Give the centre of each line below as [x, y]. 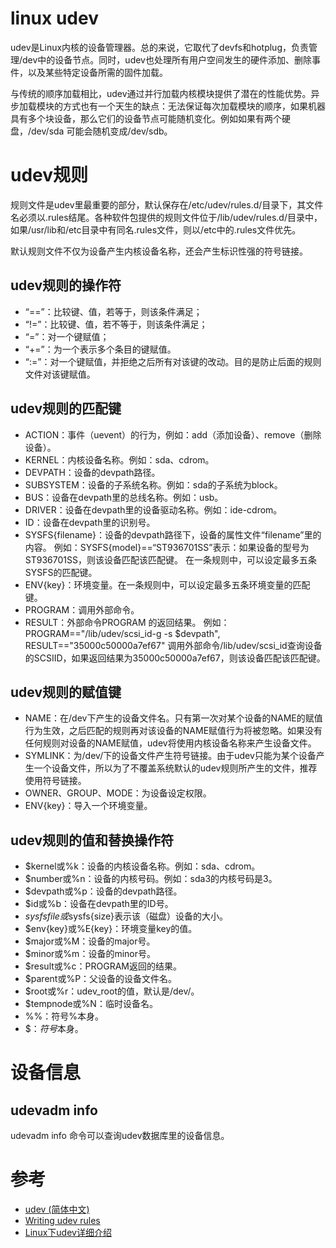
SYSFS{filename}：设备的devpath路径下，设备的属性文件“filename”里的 [173, 534]
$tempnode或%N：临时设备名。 [91, 1004]
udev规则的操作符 [66, 285]
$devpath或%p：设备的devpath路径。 [103, 891]
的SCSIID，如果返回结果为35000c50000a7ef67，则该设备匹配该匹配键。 [175, 658]
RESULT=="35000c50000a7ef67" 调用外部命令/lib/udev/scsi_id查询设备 [173, 645]
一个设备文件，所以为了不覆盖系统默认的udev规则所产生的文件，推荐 [175, 768]
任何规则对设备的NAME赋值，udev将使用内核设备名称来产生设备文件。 [170, 743]
